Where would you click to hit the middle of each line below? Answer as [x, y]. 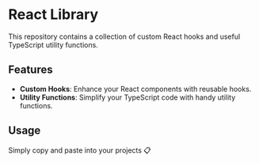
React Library [53, 15]
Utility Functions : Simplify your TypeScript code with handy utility [128, 97]
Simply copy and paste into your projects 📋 [80, 150]
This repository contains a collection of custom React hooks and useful [124, 36]
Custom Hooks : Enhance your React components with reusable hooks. [135, 89]
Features [30, 70]
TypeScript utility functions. [53, 44]
